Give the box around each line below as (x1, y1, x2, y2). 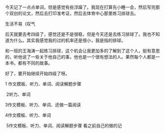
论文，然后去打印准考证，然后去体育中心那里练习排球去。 (22, 10, 138, 16)
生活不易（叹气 (5, 21, 35, 27)
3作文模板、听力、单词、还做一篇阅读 (5, 102, 81, 107)
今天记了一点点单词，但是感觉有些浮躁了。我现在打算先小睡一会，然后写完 (5, 4, 156, 10)
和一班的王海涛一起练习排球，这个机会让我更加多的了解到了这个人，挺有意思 (5, 48, 160, 53)
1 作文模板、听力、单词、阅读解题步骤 (5, 81, 82, 87)
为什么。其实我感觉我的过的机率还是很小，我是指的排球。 (9, 37, 126, 43)
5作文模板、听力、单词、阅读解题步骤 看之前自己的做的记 (6, 123, 122, 129)
